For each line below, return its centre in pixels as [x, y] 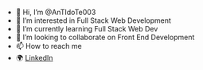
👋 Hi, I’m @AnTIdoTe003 [56, 12]
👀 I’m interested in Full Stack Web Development [93, 20]
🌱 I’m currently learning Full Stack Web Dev [87, 29]
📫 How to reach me [49, 46]
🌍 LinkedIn [34, 58]
